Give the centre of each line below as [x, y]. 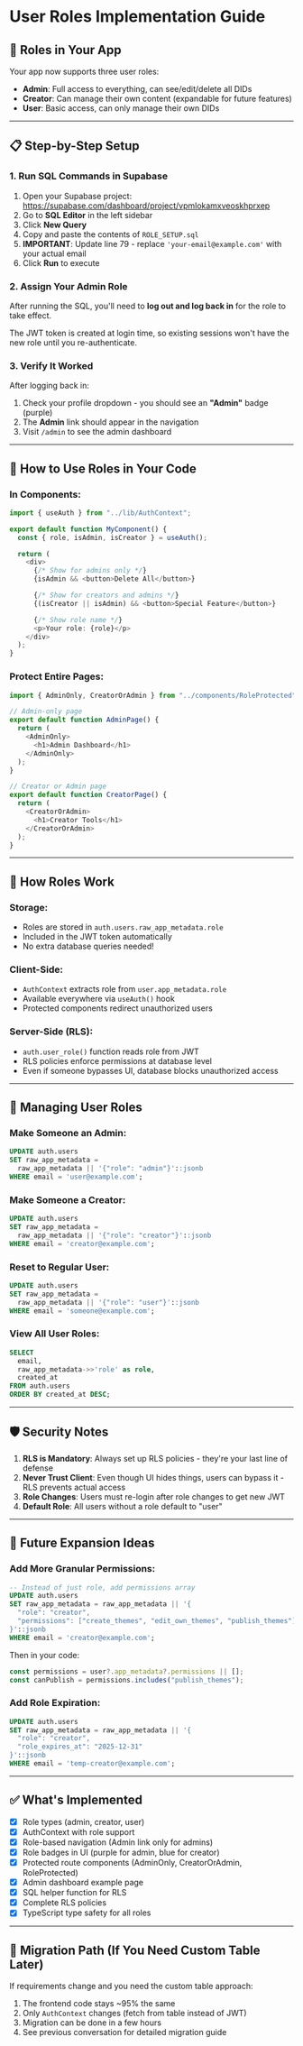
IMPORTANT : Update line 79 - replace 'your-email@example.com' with [152, 243]
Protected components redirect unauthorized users [118, 1008]
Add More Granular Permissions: [83, 1569]
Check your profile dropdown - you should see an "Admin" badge [145, 403]
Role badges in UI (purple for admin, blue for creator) [121, 1852]
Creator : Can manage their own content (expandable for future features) [157, 98]
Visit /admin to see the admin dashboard [97, 432]
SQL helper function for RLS [74, 1893]
